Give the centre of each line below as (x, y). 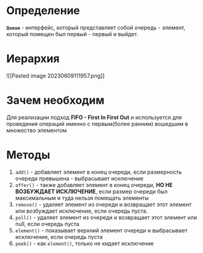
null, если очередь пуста (47, 224)
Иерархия (33, 59)
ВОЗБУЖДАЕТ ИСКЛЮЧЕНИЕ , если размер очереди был (91, 191)
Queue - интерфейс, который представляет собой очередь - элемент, (96, 28)
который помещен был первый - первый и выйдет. (72, 34)
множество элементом (37, 130)
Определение (43, 11)
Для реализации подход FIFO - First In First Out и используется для (94, 117)
